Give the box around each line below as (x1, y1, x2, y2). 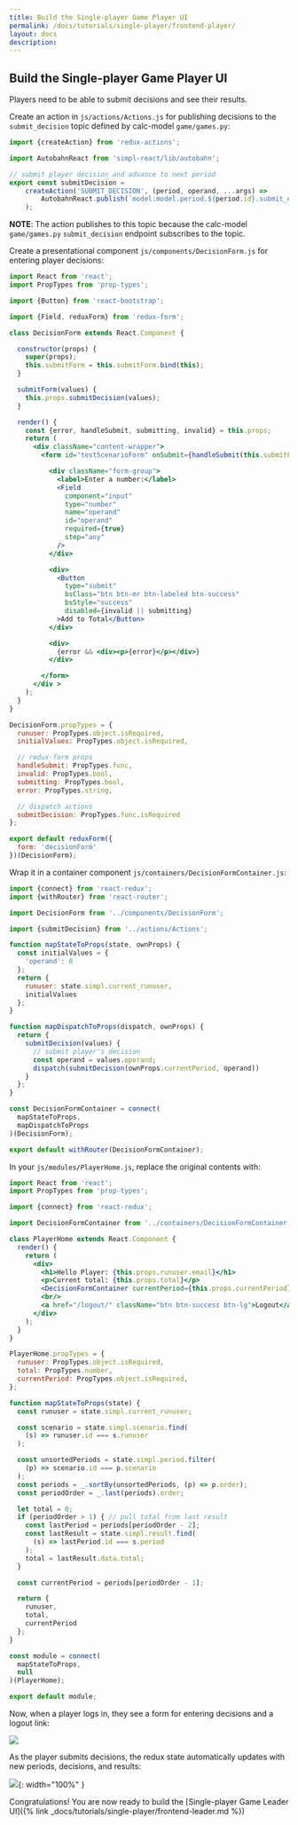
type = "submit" (65, 582, 117, 591)
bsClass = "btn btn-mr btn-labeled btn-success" (65, 590, 240, 599)
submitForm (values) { (17, 385, 98, 395)
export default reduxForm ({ (9, 835, 114, 844)
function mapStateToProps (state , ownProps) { (9, 940, 180, 949)
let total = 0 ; (17, 1505, 74, 1514)
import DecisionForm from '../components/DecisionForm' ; (9, 909, 224, 917)
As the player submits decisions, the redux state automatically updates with (9, 1751, 286, 1762)
